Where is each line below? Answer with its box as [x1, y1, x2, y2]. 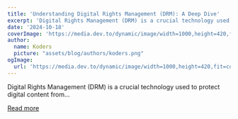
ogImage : [7, 57, 33, 64]
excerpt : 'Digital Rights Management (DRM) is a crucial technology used [7, 17, 230, 24]
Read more [7, 103, 40, 112]
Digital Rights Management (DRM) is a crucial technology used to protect [7, 82, 220, 91]
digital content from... [7, 90, 70, 98]
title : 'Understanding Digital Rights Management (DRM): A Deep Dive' [7, 10, 220, 18]
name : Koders [13, 43, 52, 50]
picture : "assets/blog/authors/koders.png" [13, 50, 144, 57]
